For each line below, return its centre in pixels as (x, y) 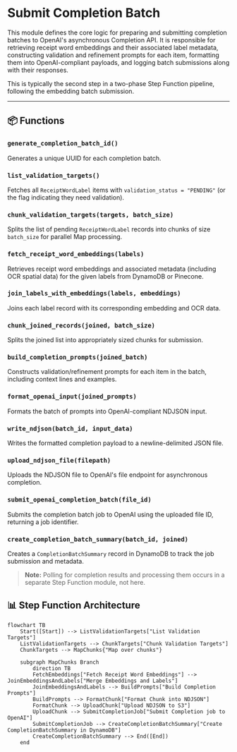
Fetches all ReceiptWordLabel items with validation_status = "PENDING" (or (116, 190)
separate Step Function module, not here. (85, 582)
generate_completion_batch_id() (63, 144)
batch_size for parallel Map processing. (65, 237)
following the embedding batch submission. (71, 91)
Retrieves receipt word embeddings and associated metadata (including (112, 269)
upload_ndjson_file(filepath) (59, 460)
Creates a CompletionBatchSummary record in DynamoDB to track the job (111, 553)
